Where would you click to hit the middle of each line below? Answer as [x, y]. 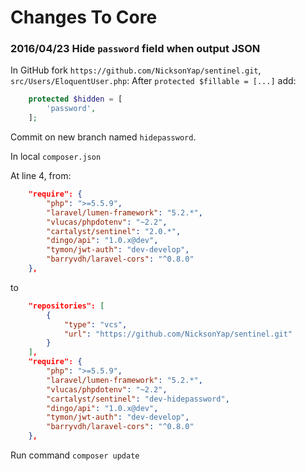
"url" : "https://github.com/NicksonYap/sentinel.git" [178, 334]
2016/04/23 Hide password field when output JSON [135, 49]
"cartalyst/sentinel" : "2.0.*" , [114, 231]
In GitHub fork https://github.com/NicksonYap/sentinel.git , [136, 70]
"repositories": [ [66, 306]
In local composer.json [56, 157]
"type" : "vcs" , [95, 324]
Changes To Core [84, 17]
